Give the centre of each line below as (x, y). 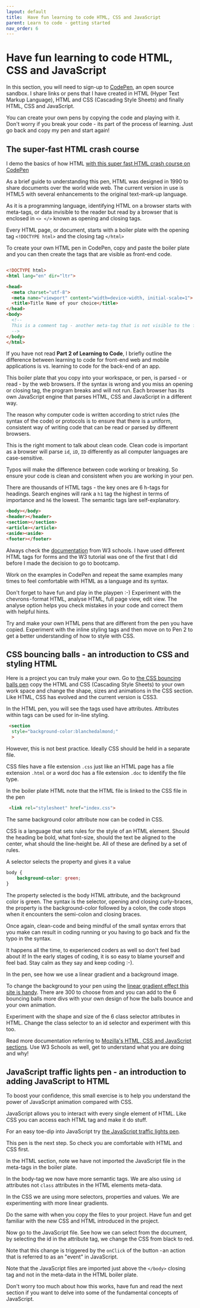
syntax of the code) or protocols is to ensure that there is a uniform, (89, 421)
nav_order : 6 (22, 28)
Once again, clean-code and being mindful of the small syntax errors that (96, 925)
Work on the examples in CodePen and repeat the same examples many (95, 574)
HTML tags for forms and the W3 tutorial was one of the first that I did (92, 556)
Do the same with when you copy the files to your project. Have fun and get (99, 1215)
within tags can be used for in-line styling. (58, 715)
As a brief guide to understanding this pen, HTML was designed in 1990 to (97, 181)
